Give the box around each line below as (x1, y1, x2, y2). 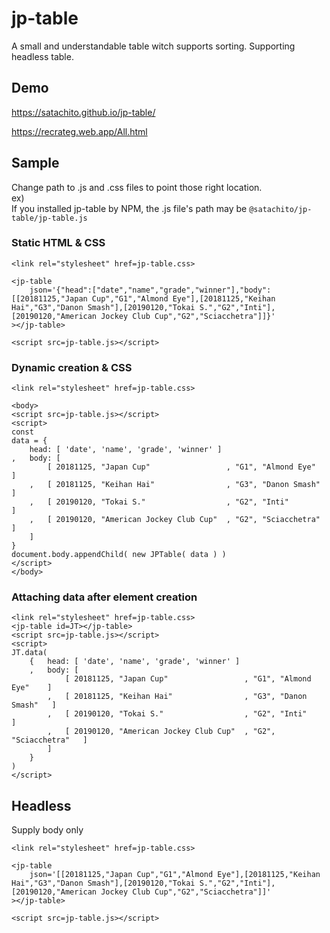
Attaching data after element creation (11, 590, 198, 604)
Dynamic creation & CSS (11, 360, 133, 374)
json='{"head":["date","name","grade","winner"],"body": (29, 285, 272, 295)
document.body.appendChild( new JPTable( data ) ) (11, 550, 227, 560)
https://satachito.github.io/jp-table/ (11, 106, 156, 118)
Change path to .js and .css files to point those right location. (11, 181, 263, 193)
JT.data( (11, 648, 48, 658)
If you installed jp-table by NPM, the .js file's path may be (11, 202, 248, 214)
